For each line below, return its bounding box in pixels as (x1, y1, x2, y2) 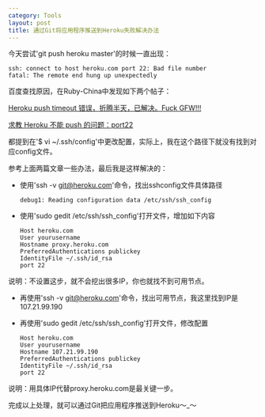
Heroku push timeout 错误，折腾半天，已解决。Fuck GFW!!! (8, 104, 202, 113)
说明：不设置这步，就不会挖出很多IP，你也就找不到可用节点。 (8, 276, 209, 286)
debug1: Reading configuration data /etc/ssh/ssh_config (19, 196, 212, 204)
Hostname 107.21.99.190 (19, 348, 99, 356)
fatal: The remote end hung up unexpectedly (8, 72, 157, 80)
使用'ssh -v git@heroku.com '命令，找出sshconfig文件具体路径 (19, 180, 223, 190)
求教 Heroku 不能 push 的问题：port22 (8, 120, 134, 130)
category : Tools (8, 11, 62, 20)
